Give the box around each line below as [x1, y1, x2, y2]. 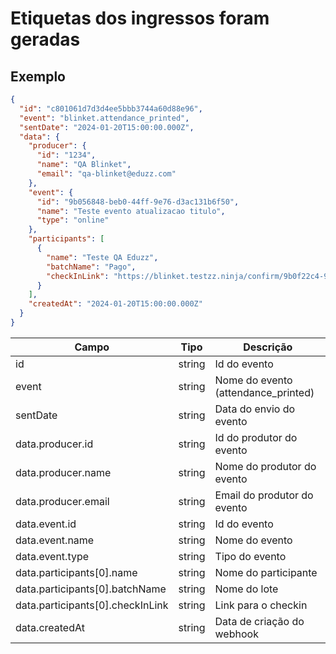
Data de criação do [214, 614, 305, 628]
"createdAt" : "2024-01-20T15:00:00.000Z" [28, 299, 203, 309]
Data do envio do [214, 402, 296, 416]
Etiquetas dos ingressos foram [10, 7, 270, 30]
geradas [10, 28, 81, 51]
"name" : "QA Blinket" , [36, 160, 132, 170]
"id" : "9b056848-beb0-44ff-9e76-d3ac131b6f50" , [36, 197, 240, 207]
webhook [214, 627, 259, 641]
